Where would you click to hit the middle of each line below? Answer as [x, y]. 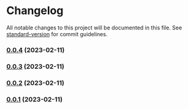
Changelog [35, 11]
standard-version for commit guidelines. [57, 34]
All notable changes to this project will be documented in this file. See [94, 28]
